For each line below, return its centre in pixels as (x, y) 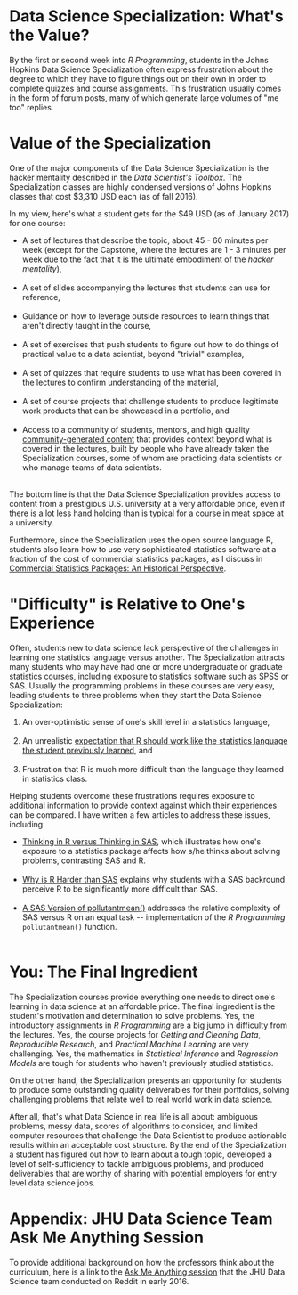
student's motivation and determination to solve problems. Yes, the (132, 1015)
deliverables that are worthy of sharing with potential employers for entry (143, 1173)
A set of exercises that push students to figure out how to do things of (150, 344)
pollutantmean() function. (69, 926)
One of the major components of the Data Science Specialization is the (139, 167)
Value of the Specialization (110, 143)
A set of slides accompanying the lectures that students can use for (146, 288)
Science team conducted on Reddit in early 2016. (99, 1281)
